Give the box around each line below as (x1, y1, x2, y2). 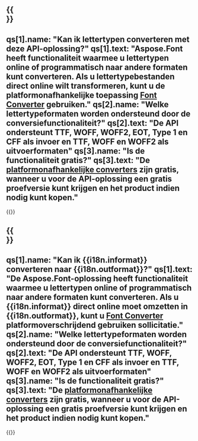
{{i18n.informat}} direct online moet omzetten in (6, 301, 189, 311)
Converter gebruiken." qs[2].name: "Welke (6, 99, 169, 110)
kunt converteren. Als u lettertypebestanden (6, 71, 175, 82)
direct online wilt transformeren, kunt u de (6, 80, 165, 91)
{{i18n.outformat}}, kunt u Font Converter (6, 311, 164, 321)
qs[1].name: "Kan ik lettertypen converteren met (6, 34, 190, 44)
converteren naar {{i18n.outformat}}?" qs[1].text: (6, 264, 193, 274)
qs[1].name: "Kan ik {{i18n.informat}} (6, 255, 148, 265)
